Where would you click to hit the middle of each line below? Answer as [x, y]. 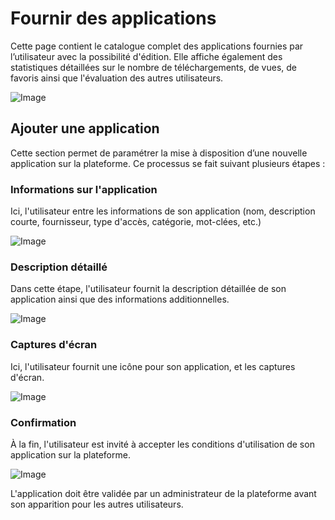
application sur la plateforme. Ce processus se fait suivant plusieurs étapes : [168, 163]
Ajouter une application [85, 128]
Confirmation [43, 422]
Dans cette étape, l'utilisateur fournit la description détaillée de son [148, 289]
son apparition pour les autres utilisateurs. [97, 504]
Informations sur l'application [84, 189]
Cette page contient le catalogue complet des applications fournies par [157, 46]
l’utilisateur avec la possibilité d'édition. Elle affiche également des [146, 56]
